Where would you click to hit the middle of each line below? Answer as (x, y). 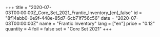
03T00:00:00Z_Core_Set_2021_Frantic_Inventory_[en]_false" (69, 13)
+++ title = (17, 7)
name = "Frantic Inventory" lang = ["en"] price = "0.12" (97, 23)
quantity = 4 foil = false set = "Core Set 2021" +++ (58, 29)
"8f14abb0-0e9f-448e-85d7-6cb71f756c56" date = (60, 18)
